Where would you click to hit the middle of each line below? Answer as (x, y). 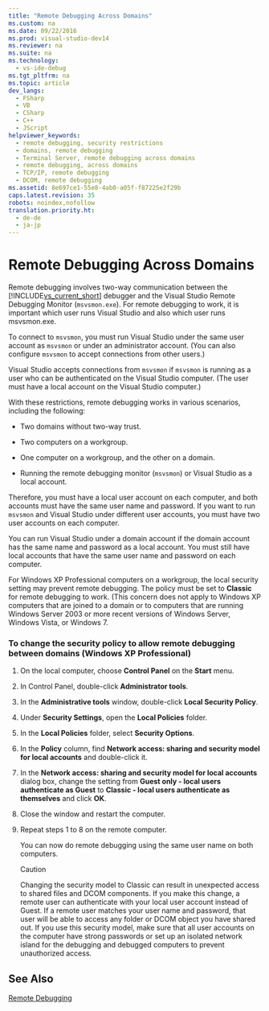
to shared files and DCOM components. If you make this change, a (130, 894)
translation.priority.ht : (51, 210)
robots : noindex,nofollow (51, 203)
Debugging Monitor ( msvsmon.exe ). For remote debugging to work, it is (124, 304)
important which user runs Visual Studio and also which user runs (117, 313)
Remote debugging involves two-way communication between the (118, 287)
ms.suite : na (30, 53)
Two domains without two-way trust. (81, 426)
